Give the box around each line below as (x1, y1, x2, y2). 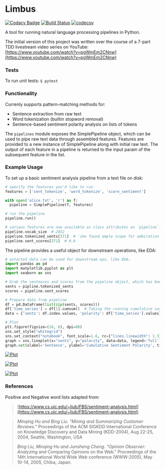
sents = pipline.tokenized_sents (5, 284, 74, 289)
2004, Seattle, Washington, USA (17, 434, 82, 440)
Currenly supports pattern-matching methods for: (5, 101, 106, 107)
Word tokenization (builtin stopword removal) (12, 116, 104, 122)
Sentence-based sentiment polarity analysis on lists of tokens (12, 121, 137, 127)
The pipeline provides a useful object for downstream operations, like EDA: (5, 247, 157, 253)
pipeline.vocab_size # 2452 (5, 229, 65, 234)
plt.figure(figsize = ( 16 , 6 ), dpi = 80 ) (5, 325, 82, 330)
